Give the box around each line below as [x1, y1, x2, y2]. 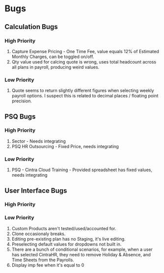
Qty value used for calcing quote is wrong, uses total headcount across [11, 59, 157, 64]
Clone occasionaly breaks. [11, 231, 66, 237]
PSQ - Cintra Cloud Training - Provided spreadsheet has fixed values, [11, 167, 153, 173]
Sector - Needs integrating [11, 138, 66, 144]
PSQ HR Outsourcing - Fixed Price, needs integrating [11, 143, 119, 149]
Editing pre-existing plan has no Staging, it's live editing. [11, 236, 126, 242]
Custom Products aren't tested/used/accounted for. [11, 225, 116, 231]
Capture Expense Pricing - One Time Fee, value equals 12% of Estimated [11, 48, 159, 54]
